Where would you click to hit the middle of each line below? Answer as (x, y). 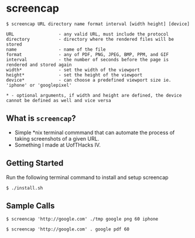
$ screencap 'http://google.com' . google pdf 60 (68, 229)
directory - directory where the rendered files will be (90, 39)
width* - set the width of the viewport (73, 70)
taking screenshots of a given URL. (57, 138)
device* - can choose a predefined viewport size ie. (89, 80)
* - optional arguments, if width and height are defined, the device (94, 95)
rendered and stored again (39, 65)
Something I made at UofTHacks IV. (57, 145)
